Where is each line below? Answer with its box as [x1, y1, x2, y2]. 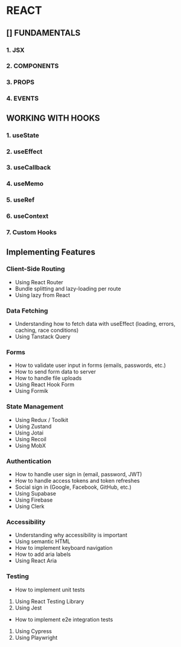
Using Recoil [14, 435, 46, 442]
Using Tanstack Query [14, 333, 71, 340]
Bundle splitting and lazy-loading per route [14, 285, 121, 292]
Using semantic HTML [14, 538, 71, 545]
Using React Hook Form [14, 381, 74, 388]
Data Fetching [6, 306, 48, 314]
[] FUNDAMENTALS [6, 28, 81, 38]
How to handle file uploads [14, 375, 82, 382]
